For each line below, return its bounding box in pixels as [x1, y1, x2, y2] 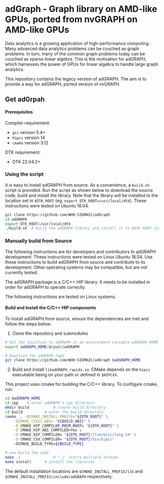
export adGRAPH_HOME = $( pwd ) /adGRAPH [5, 344, 80, 349]
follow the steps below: [5, 321, 52, 326]
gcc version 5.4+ [12, 129, 45, 135]
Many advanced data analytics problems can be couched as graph [5, 46, 140, 51]
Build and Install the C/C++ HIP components [5, 305, 96, 311]
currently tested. [5, 269, 39, 275]
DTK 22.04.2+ [12, 159, 41, 164]
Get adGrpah [5, 95, 45, 104]
